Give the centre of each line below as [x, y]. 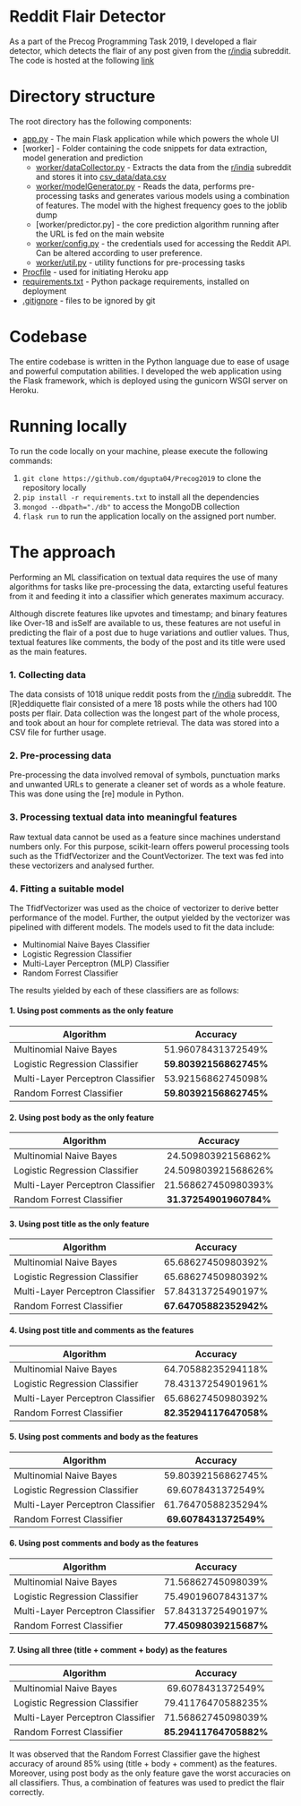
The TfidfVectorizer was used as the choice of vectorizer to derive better [144, 907]
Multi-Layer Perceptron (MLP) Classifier [96, 963]
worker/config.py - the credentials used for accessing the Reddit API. [163, 243]
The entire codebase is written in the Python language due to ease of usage [149, 361]
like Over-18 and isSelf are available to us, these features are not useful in [145, 623]
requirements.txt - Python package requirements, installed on [136, 281]
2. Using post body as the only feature [82, 1117]
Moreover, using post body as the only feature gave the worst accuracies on [150, 1773]
